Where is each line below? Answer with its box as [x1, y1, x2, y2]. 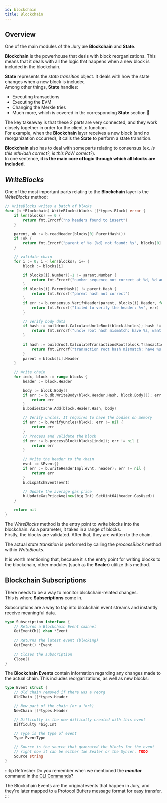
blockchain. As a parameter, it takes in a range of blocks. [5, 526, 122, 532]
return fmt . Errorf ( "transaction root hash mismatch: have [31, 347, 155, 352]
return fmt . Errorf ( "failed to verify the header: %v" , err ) [31, 305, 159, 310]
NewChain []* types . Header [14, 708, 68, 713]
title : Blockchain [5, 12, 43, 17]
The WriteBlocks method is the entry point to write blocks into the [5, 521, 140, 527]
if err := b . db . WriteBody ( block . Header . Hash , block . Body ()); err [23, 393, 162, 398]
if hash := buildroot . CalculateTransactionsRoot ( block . [23, 342, 141, 347]
